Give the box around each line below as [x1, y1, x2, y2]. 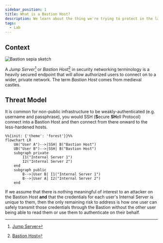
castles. [5, 82, 21, 87]
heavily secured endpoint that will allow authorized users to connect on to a [5, 71, 156, 77]
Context [5, 43, 30, 52]
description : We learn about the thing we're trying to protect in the [5, 16, 153, 21]
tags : [5, 20, 16, 26]
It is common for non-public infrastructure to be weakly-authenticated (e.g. [5, 109, 155, 115]
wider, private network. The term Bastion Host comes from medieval [5, 76, 142, 83]
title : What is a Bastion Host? [5, 12, 70, 17]
